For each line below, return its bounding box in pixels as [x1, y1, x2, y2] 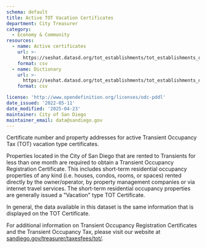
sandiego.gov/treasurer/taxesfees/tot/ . [6, 234, 104, 242]
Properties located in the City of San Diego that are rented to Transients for [6, 152, 196, 160]
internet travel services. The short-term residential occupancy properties [6, 185, 191, 192]
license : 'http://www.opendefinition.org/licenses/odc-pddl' [6, 95, 166, 101]
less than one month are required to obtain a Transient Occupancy [6, 159, 174, 166]
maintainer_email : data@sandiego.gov [6, 117, 103, 123]
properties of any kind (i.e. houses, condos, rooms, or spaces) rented [6, 172, 182, 179]
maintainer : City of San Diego [6, 111, 86, 117]
